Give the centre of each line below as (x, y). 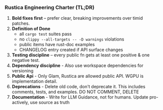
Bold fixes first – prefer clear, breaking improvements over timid (77, 18)
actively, (20, 103)
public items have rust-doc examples (57, 45)
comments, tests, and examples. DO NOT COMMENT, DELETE (75, 92)
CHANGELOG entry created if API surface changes (71, 50)
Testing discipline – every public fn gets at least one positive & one (81, 55)
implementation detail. (34, 81)
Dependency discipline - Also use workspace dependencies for (78, 65)
